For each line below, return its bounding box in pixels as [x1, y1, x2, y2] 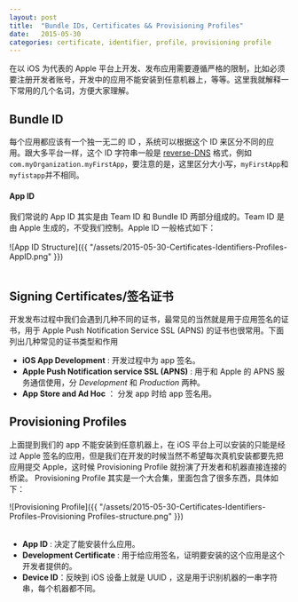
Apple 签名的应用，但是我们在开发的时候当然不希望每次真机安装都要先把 [19, 450, 284, 461]
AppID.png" [9, 251, 52, 262]
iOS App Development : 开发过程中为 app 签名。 [21, 355, 200, 366]
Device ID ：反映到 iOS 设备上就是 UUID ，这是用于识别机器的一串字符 [21, 572, 278, 582]
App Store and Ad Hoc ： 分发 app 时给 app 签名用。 [21, 388, 217, 400]
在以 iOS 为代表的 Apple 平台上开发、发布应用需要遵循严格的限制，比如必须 [9, 63, 286, 74]
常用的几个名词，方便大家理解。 [16, 85, 134, 96]
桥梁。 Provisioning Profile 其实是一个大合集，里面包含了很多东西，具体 [9, 472, 271, 483]
